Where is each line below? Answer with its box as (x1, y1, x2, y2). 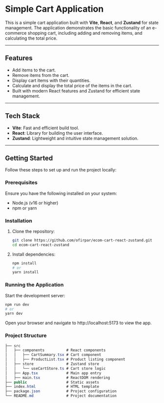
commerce (5, 30, 27, 36)
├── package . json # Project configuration (5, 389, 117, 394)
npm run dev (5, 302, 29, 307)
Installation (5, 217, 33, 224)
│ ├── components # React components (5, 348, 106, 353)
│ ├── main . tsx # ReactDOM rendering (5, 375, 110, 380)
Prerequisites (5, 179, 38, 186)
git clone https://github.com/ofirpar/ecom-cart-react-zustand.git (12, 237, 152, 243)
